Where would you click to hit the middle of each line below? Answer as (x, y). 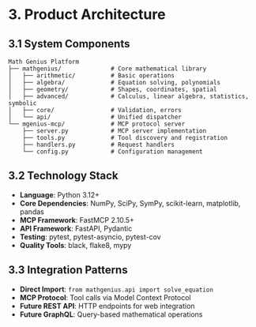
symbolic (23, 103)
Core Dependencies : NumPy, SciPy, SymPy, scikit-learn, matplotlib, (130, 203)
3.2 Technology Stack (63, 176)
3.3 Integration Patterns (68, 270)
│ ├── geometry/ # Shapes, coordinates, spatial (113, 89)
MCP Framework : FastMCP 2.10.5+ (77, 220)
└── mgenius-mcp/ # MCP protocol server (97, 124)
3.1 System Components (69, 44)
